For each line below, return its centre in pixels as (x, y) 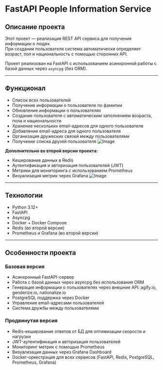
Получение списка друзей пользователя (54, 141)
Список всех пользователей (41, 100)
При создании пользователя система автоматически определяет (73, 49)
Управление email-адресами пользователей (58, 303)
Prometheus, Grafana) (34, 362)
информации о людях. (28, 44)
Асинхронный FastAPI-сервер (43, 277)
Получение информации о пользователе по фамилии (67, 105)
